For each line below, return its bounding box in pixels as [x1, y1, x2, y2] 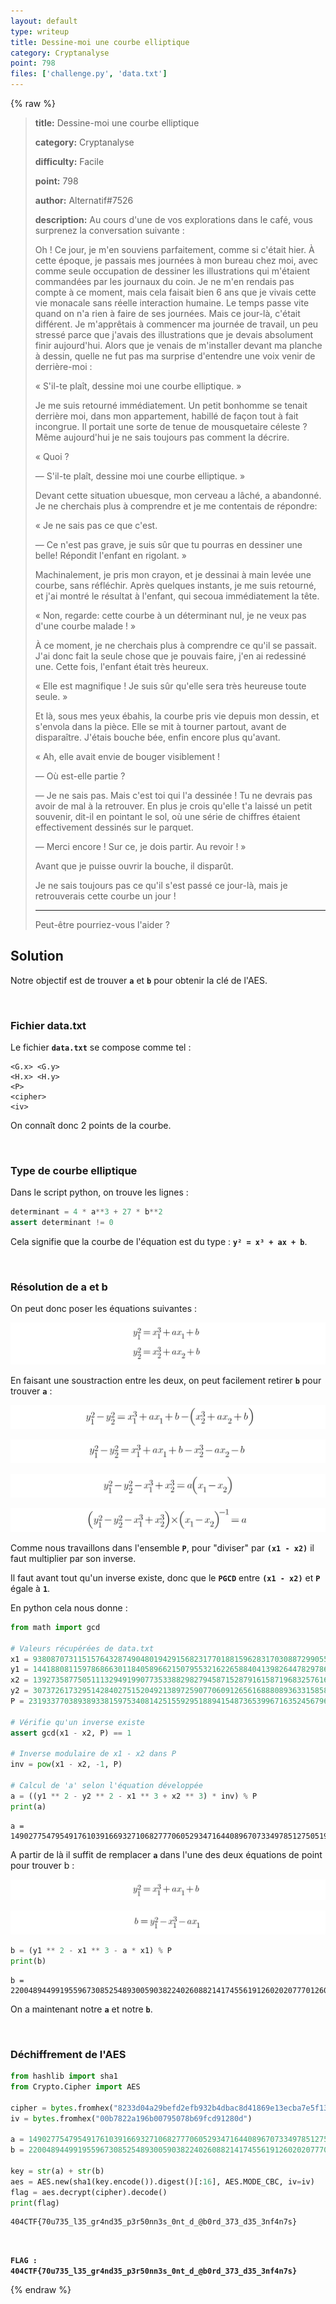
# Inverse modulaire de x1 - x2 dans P [10, 1749, 177, 1759]
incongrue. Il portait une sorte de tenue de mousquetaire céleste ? [34, 421, 308, 432]
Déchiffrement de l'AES [10, 2047, 127, 2061]
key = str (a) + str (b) [10, 2166, 105, 2176]
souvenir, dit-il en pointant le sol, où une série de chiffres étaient [34, 811, 301, 822]
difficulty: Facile [34, 156, 105, 167]
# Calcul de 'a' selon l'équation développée [10, 1781, 203, 1791]
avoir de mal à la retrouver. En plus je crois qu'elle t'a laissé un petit [34, 800, 313, 812]
